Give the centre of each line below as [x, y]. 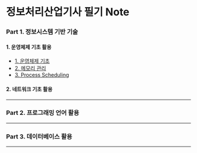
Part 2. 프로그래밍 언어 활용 [43, 113]
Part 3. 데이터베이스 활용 [39, 137]
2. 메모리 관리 [30, 69]
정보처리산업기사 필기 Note [68, 12]
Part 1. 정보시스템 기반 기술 [42, 32]
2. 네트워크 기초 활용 [29, 89]
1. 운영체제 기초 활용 [29, 47]
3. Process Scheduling [42, 75]
